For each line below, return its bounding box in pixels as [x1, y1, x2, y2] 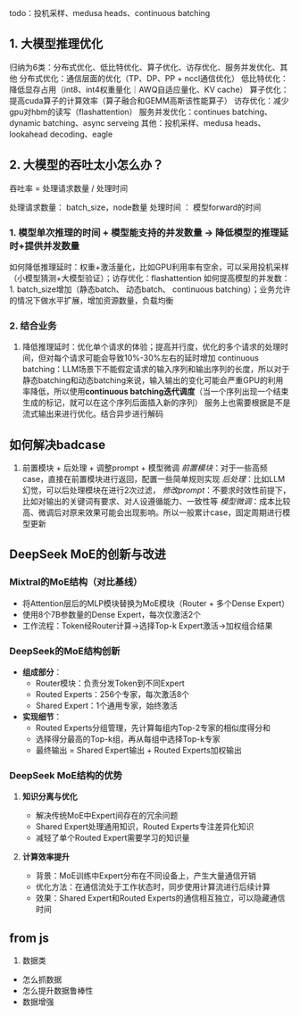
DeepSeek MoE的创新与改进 [9, 547, 167, 562]
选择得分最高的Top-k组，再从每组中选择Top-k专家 [35, 734, 221, 745]
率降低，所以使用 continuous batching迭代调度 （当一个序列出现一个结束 [21, 387, 289, 397]
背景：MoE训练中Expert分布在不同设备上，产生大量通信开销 [35, 870, 256, 881]
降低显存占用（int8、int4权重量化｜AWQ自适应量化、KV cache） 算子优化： [9, 84, 289, 95]
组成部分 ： [21, 667, 62, 678]
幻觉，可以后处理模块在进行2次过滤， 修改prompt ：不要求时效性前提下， [21, 485, 291, 495]
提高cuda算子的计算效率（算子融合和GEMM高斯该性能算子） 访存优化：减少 [9, 95, 289, 105]
